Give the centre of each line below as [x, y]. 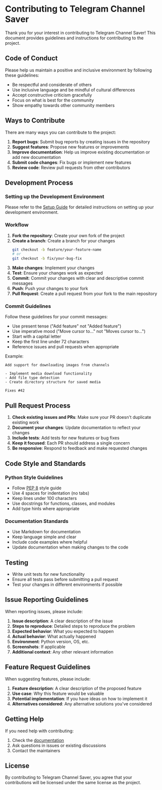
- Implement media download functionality [49, 374]
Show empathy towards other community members [63, 105]
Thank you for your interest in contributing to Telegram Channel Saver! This [81, 33]
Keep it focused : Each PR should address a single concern [71, 443]
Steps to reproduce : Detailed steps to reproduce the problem [73, 626]
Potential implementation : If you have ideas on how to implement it [80, 699]
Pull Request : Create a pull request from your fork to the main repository [85, 294]
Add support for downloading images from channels [57, 365]
